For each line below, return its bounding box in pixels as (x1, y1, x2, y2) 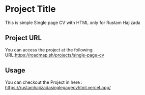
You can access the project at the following (5, 47, 93, 52)
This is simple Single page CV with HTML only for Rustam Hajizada (5, 20, 141, 25)
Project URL (5, 34, 42, 42)
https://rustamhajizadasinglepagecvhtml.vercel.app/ (5, 84, 111, 90)
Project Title (5, 3, 56, 15)
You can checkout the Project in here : (5, 79, 83, 85)
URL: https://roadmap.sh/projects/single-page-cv (5, 52, 104, 58)
